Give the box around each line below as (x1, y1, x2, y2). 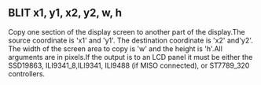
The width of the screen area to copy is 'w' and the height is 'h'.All (8, 43, 222, 54)
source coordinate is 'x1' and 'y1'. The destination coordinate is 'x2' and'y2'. (8, 35, 253, 45)
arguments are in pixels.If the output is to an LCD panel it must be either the (8, 52, 253, 61)
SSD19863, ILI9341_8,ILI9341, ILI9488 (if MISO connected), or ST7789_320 (8, 61, 250, 70)
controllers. (8, 68, 46, 78)
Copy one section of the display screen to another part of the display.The (8, 27, 245, 36)
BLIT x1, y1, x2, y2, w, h (8, 6, 122, 20)
